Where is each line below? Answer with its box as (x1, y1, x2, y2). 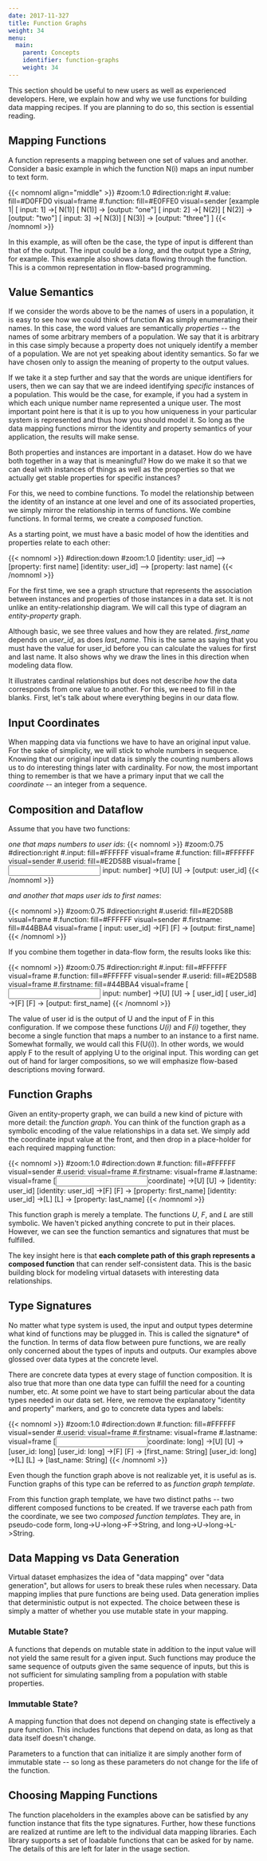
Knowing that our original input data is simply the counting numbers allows (8, 755, 253, 764)
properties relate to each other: (8, 538, 111, 547)
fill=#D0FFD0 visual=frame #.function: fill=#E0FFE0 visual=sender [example (8, 196, 260, 206)
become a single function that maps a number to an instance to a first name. (8, 1031, 259, 1040)
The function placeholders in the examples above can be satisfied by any (8, 1810, 249, 1820)
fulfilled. (8, 1235, 35, 1244)
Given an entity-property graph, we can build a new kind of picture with (8, 1109, 243, 1118)
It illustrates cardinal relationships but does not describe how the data (8, 676, 238, 686)
